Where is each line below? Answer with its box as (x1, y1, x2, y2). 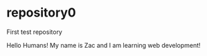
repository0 (6, 5, 77, 21)
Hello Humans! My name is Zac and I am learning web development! (6, 41, 201, 49)
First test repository (6, 28, 63, 36)
